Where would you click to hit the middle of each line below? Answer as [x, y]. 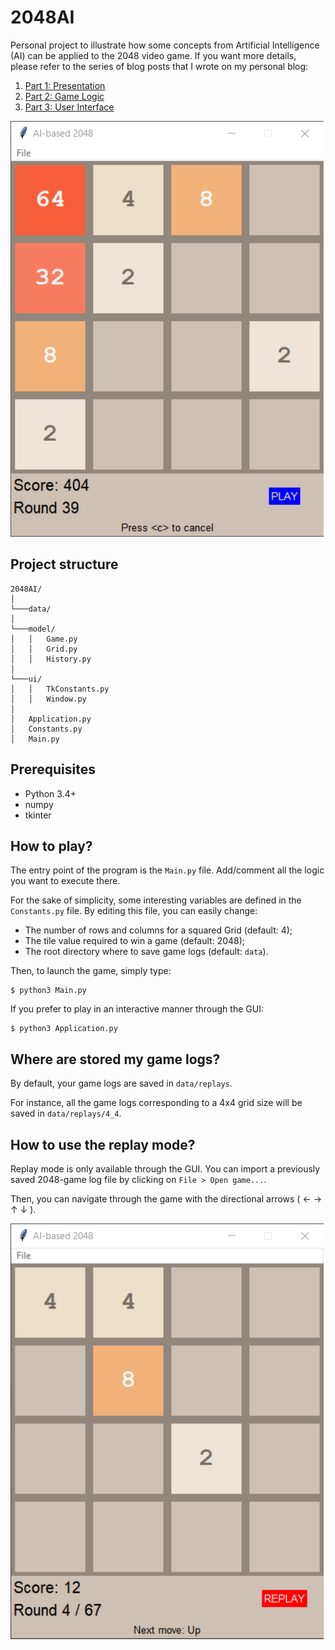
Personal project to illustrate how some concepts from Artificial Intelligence [165, 45]
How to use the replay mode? [103, 1144]
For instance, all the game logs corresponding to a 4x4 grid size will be [156, 1103]
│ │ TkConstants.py [60, 689]
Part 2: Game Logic [64, 96]
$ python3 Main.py [48, 991]
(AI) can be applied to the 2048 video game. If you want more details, [153, 55]
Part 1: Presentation [65, 85]
